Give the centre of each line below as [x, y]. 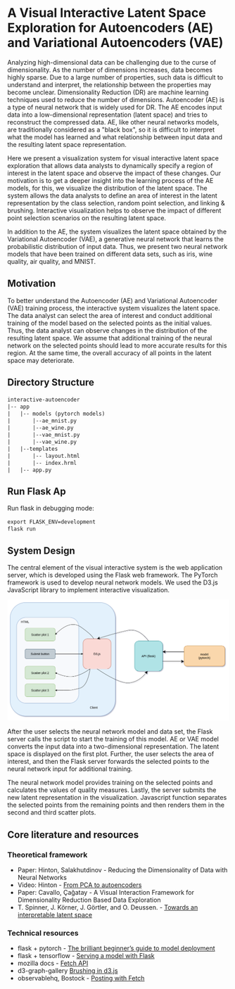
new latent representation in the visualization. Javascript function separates [117, 798]
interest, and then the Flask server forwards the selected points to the [108, 762]
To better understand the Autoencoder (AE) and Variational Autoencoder [112, 300]
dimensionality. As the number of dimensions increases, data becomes [110, 70]
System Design [41, 550]
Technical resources [43, 933]
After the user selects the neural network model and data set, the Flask [110, 732]
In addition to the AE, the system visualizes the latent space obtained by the [117, 231]
